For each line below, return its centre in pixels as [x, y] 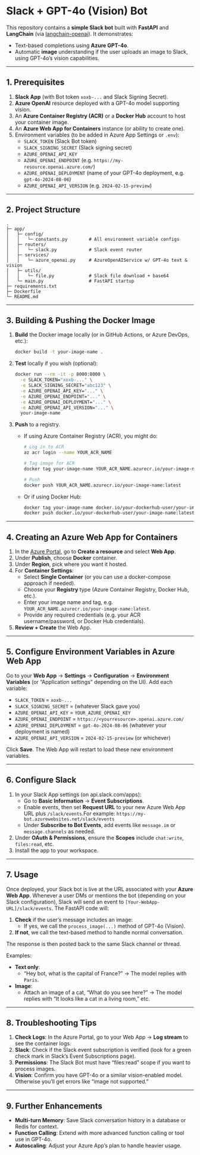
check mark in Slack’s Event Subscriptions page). [75, 1056]
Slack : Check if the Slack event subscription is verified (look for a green [103, 1050]
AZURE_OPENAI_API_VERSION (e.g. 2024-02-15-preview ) [88, 185]
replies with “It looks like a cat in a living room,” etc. [87, 998]
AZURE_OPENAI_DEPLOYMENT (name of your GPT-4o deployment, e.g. [104, 173]
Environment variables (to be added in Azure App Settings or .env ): [97, 135]
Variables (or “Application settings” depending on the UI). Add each [89, 682]
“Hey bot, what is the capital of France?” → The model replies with [105, 973]
